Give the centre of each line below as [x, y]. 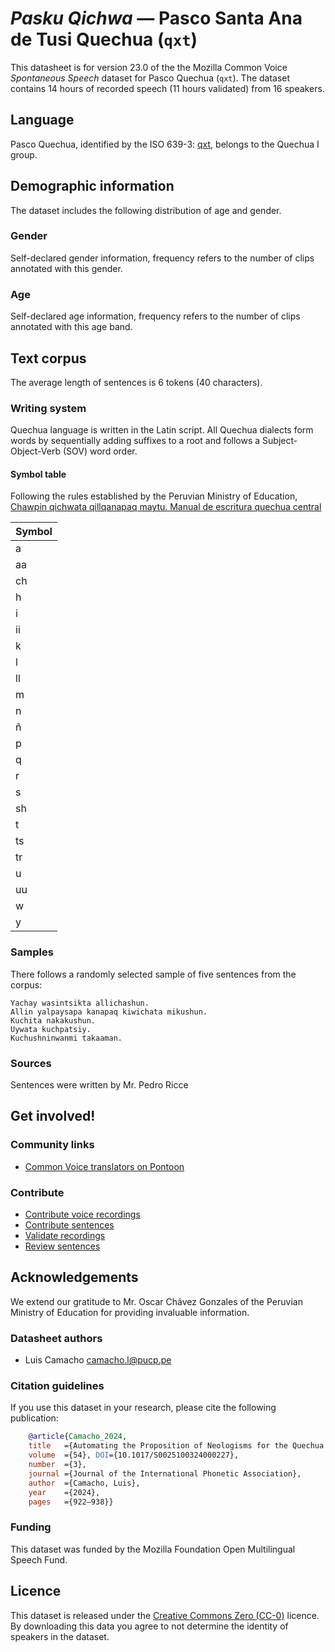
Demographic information [92, 186]
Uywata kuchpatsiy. [51, 1029]
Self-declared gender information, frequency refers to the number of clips [162, 258]
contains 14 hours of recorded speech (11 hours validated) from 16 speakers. [167, 88]
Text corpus [48, 358]
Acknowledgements [74, 1277]
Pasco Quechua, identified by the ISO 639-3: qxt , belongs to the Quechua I [165, 144]
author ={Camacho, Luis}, [84, 1483]
